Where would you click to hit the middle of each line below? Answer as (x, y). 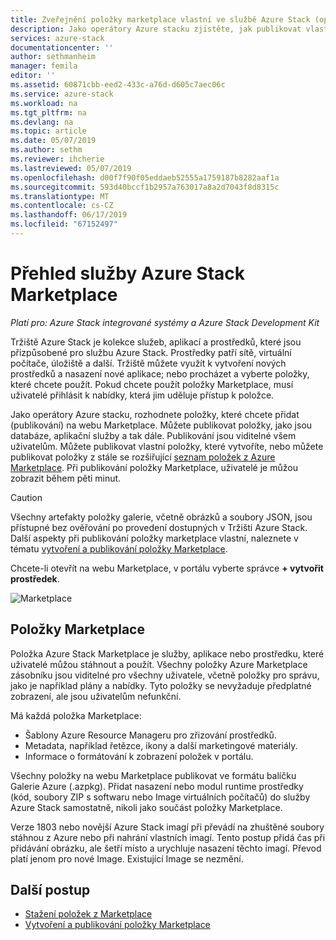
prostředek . (35, 578)
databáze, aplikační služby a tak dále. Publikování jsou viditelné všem (153, 435)
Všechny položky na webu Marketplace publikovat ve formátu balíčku (153, 775)
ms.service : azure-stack (62, 94)
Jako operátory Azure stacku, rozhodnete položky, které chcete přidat (155, 414)
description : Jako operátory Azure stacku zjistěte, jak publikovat (156, 29)
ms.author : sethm (46, 150)
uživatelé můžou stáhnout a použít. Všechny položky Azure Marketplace (159, 664)
